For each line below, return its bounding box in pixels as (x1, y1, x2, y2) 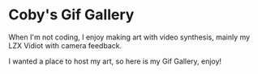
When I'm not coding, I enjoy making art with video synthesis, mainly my (8, 32, 250, 42)
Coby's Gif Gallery (8, 6, 135, 24)
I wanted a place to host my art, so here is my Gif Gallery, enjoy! (8, 56, 221, 66)
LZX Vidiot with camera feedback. (8, 40, 123, 50)
